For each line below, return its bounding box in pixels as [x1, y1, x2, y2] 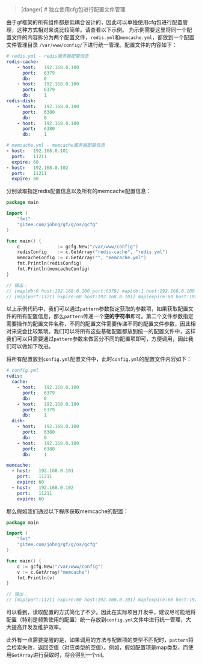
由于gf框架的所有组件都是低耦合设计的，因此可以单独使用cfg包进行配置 [6, 19, 183, 26]
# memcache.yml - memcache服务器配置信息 [6, 143, 105, 149]
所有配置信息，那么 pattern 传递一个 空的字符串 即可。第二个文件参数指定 [16, 313, 194, 320]
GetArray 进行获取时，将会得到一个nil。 [11, 651, 108, 658]
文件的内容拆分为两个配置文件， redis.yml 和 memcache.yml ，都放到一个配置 [11, 34, 195, 41]
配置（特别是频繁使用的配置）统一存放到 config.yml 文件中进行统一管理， [6, 616, 186, 623]
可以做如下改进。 [11, 343, 54, 350]
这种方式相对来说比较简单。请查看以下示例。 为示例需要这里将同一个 [16, 26, 187, 33]
